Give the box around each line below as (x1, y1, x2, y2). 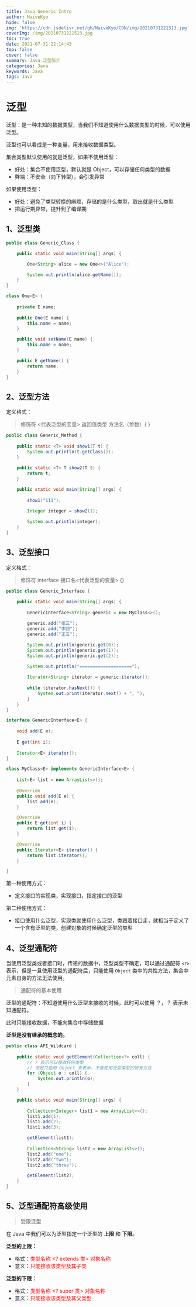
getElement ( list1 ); (27, 1135, 75, 1141)
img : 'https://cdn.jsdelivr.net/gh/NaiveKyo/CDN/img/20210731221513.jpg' (6, 25, 190, 31)
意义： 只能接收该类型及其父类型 (14, 1294, 92, 1302)
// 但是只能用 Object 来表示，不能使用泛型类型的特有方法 (27, 1065, 152, 1071)
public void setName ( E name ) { (16, 336, 93, 342)
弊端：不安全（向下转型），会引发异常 (14, 173, 105, 180)
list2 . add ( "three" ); (27, 1162, 77, 1168)
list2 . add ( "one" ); (27, 1151, 72, 1157)
